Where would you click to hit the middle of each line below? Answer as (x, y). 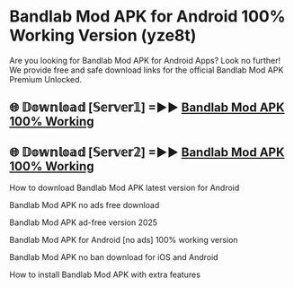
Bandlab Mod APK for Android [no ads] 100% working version (124, 240)
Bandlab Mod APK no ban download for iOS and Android (114, 257)
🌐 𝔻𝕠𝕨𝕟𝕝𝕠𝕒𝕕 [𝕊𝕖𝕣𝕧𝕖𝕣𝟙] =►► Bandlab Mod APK (147, 108)
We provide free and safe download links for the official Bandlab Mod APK (147, 70)
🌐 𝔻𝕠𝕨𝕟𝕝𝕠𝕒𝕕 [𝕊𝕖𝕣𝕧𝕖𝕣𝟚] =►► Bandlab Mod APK (147, 152)
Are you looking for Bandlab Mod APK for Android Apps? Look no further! (145, 60)
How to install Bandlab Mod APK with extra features (105, 274)
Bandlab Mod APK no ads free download (85, 205)
